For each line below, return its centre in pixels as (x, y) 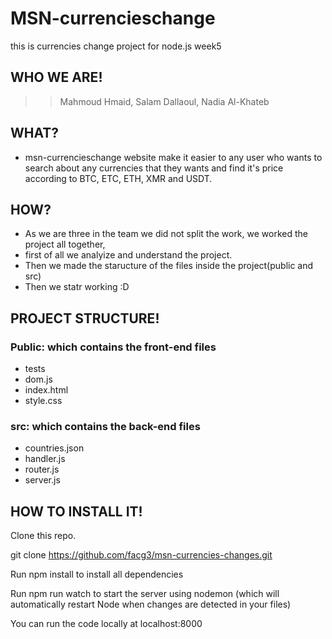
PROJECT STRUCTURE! (85, 318)
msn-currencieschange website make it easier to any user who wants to (173, 157)
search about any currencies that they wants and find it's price (154, 168)
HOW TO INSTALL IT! (76, 511)
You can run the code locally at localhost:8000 (106, 624)
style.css (43, 401)
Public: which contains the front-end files (113, 347)
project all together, (65, 244)
